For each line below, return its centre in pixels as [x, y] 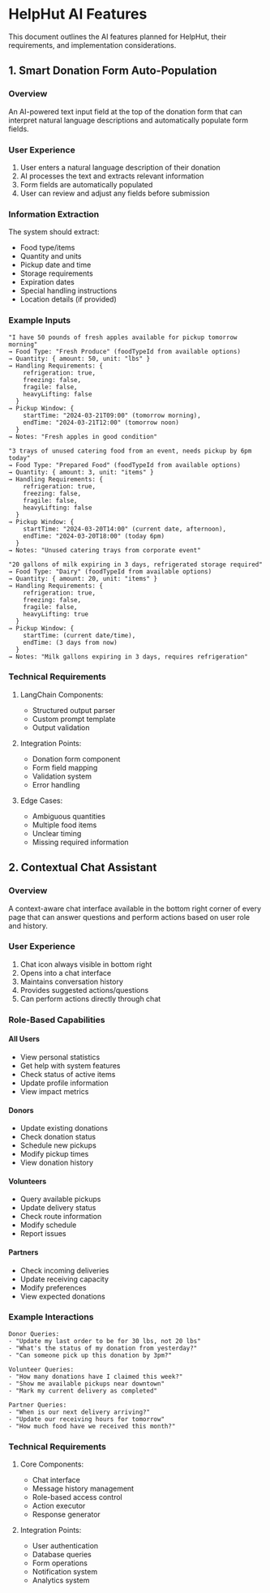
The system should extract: [54, 232]
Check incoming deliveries [64, 1270]
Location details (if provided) [69, 299]
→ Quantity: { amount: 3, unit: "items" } [81, 472]
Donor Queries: [34, 1334]
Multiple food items [64, 825]
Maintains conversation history [72, 981]
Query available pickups [60, 1199]
